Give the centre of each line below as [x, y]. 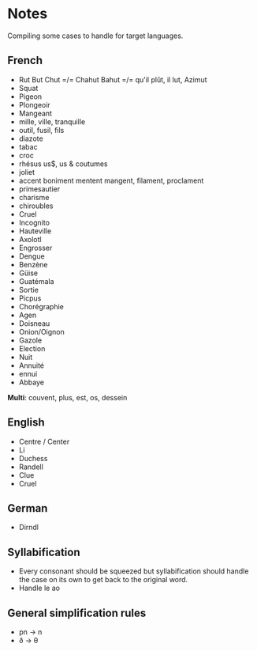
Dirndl [29, 528]
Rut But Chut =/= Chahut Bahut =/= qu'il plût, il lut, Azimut [113, 79]
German [28, 508]
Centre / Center [44, 441]
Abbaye [32, 382]
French [25, 61]
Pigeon [30, 97]
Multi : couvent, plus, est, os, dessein [67, 397]
